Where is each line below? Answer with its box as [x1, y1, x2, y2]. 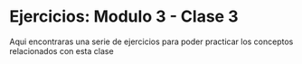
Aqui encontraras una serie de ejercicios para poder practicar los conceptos [9, 36, 294, 47]
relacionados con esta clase [9, 45, 115, 56]
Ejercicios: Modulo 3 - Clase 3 [9, 6, 239, 27]
